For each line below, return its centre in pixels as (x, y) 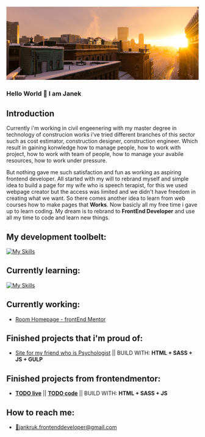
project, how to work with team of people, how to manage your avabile (95, 154)
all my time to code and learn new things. (58, 218)
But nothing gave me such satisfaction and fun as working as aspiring (94, 172)
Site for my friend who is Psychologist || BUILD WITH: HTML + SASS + (104, 353)
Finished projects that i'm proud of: (75, 338)
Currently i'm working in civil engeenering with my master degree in (92, 128)
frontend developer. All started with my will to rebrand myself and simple (98, 179)
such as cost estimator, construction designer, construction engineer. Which (102, 141)
